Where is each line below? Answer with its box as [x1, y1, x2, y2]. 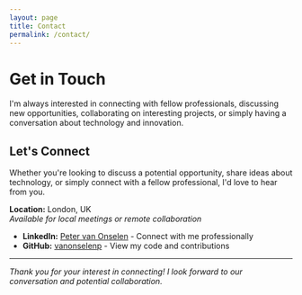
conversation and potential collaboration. [9, 276, 164, 287]
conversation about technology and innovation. [9, 118, 184, 129]
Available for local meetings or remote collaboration [9, 213, 202, 225]
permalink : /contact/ [9, 30, 91, 39]
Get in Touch [9, 68, 106, 89]
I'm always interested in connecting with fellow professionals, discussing [9, 98, 280, 109]
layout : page [9, 13, 58, 22]
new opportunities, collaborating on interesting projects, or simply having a [9, 108, 287, 119]
